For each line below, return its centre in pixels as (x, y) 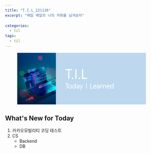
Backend (28, 141)
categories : (17, 26)
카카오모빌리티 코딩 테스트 (37, 131)
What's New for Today (40, 118)
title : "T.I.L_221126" (28, 10)
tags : (10, 36)
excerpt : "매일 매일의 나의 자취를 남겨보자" (45, 15)
